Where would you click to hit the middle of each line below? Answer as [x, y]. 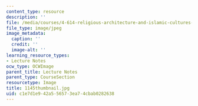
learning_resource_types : [38, 55]
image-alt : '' [29, 50]
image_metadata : [26, 34]
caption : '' [26, 39]
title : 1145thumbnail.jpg [38, 88]
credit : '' [25, 45]
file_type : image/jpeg [34, 28]
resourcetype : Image [32, 83]
